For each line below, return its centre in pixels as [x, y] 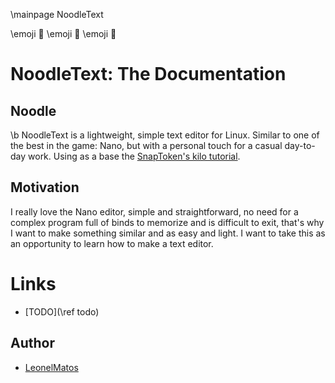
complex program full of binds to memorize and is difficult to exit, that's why [167, 222]
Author [32, 343]
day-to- [300, 145]
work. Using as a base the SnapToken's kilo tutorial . [134, 156]
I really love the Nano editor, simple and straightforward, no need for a [154, 211]
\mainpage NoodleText [57, 14]
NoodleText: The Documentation [148, 74]
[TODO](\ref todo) [62, 311]
